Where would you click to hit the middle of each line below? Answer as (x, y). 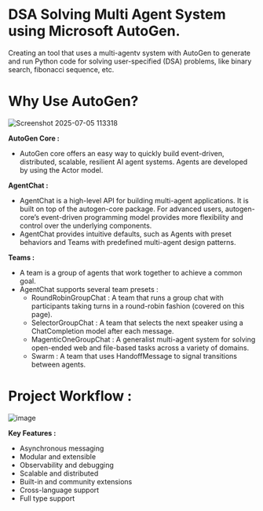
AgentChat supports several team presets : (89, 289)
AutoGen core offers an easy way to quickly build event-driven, (122, 153)
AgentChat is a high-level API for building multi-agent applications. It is (134, 200)
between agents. (58, 364)
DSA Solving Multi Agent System (117, 15)
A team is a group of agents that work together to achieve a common (131, 272)
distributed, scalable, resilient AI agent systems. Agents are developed (133, 162)
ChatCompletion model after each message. (102, 330)
